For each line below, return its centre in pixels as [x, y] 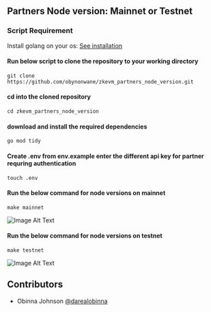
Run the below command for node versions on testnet [85, 236]
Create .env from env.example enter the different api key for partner [105, 156]
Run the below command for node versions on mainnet [86, 193]
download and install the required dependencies [77, 127]
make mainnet [26, 207]
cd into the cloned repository [49, 97]
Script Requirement [40, 31]
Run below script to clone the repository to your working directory [103, 62]
